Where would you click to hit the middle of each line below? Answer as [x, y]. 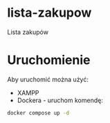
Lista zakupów [28, 32]
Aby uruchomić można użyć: [48, 79]
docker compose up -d [38, 113]
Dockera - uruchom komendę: [60, 100]
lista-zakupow [49, 13]
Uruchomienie [49, 60]
